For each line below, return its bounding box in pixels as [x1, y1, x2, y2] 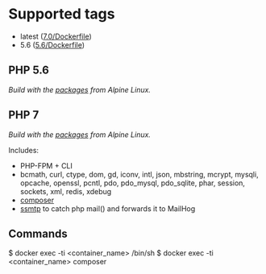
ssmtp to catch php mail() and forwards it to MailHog [19, 203, 196, 214]
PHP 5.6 [8, 64, 50, 77]
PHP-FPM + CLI [19, 160, 73, 170]
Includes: [8, 145, 39, 155]
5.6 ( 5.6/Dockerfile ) [19, 39, 85, 49]
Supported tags [8, 5, 115, 23]
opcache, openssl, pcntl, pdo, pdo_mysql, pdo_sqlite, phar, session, [19, 178, 246, 188]
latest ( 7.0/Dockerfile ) [19, 31, 92, 41]
